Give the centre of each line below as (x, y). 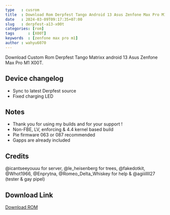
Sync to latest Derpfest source (44, 91)
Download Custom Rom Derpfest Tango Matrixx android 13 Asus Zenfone (81, 57)
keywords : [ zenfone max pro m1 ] (42, 38)
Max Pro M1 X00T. (25, 62)
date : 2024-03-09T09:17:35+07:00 (44, 19)
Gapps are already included (41, 140)
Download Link (29, 195)
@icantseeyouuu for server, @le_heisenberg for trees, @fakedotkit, (75, 168)
